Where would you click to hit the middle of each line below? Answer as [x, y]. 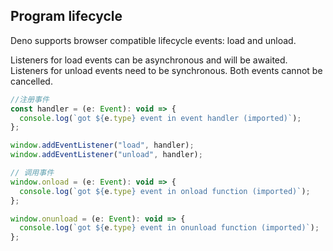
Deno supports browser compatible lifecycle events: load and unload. [153, 40]
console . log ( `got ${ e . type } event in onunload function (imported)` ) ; [169, 228]
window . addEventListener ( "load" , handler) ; [102, 145]
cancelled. [31, 81]
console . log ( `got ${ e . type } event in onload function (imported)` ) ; [165, 191]
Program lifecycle [66, 16]
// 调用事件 [32, 173]
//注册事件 [30, 99]
